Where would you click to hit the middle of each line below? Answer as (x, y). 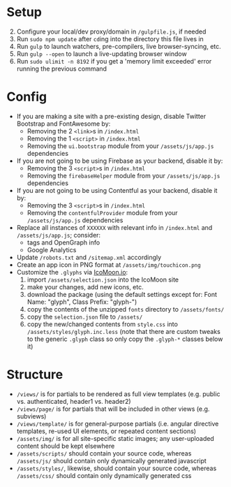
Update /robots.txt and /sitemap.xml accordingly (89, 257)
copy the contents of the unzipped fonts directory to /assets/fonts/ (126, 309)
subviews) (31, 416)
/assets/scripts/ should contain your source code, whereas (104, 453)
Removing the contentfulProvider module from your (103, 212)
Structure (35, 375)
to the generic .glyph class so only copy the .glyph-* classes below (125, 339)
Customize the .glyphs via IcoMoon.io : (72, 272)
